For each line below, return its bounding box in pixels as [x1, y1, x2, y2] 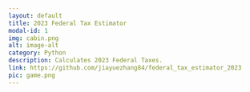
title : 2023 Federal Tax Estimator [8, 19, 127, 27]
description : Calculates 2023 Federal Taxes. [8, 57, 163, 65]
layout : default [8, 11, 62, 20]
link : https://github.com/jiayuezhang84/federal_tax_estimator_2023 [8, 64, 242, 72]
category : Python [8, 49, 67, 57]
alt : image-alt [8, 42, 59, 50]
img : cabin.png [8, 34, 59, 42]
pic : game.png [8, 71, 56, 79]
